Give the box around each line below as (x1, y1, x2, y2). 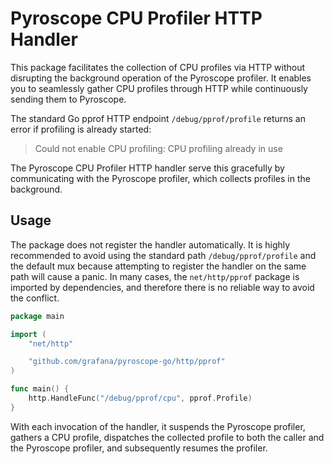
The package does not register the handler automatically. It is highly (10, 238, 291, 251)
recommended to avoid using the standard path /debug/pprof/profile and (10, 249, 317, 261)
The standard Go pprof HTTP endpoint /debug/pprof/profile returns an (10, 112, 306, 124)
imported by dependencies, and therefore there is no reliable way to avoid (10, 281, 315, 293)
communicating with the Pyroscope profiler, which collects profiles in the (10, 172, 311, 184)
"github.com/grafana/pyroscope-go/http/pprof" (28, 357, 226, 367)
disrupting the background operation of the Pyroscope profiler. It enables (10, 72, 312, 84)
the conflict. (10, 292, 60, 304)
